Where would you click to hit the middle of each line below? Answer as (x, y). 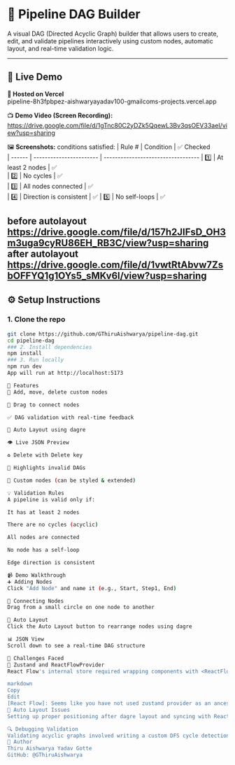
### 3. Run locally (36, 360)
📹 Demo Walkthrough (37, 575)
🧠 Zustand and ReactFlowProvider (56, 665)
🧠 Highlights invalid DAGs (47, 468)
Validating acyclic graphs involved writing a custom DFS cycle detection (119, 736)
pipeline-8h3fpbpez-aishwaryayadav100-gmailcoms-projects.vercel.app (112, 101)
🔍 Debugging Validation (43, 729)
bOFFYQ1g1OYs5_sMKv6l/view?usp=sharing (107, 276)
